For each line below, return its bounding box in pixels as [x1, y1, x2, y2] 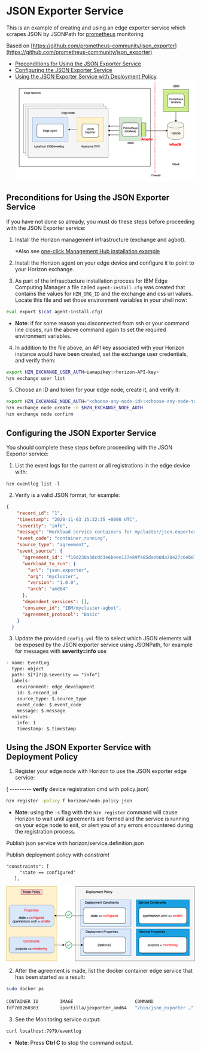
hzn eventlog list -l [6, 481, 60, 487]
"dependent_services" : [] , [22, 599, 90, 605]
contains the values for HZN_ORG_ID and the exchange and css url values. [14, 290, 193, 297]
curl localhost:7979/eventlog [6, 1028, 82, 1034]
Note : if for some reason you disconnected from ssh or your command [14, 319, 190, 326]
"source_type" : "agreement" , [17, 542, 90, 548]
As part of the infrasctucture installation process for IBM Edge [14, 277, 168, 284]
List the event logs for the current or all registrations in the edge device [14, 461, 190, 469]
